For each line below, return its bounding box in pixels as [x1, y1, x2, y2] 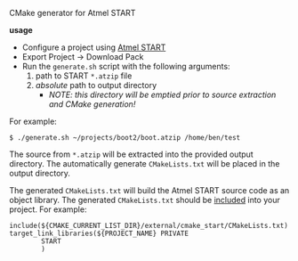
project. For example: [9, 204, 87, 215]
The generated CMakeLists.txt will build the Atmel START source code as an [9, 185, 290, 195]
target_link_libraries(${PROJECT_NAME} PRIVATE [9, 229, 189, 238]
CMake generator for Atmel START [9, 8, 136, 18]
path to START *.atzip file [35, 70, 133, 81]
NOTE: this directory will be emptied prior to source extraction [48, 89, 277, 100]
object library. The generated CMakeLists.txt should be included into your [9, 195, 280, 205]
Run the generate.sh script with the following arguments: [21, 61, 230, 71]
